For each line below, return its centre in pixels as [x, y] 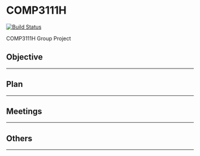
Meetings [24, 111]
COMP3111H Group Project [39, 38]
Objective [25, 57]
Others [19, 138]
